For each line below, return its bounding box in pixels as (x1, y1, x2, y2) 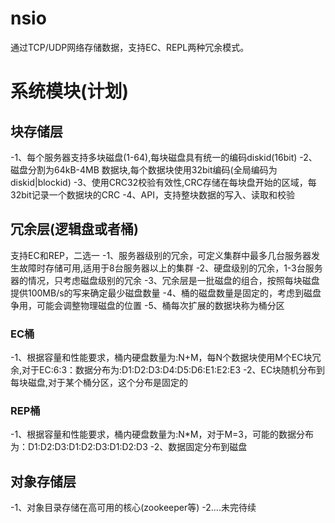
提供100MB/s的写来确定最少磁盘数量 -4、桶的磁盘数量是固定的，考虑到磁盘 (10, 287, 322, 299)
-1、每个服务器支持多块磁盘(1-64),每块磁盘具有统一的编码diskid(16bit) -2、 (10, 151, 318, 163)
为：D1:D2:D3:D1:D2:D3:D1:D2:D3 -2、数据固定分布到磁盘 (10, 441, 248, 453)
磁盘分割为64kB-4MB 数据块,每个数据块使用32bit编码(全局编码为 (10, 163, 278, 176)
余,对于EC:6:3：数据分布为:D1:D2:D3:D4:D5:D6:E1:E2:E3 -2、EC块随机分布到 (10, 364, 326, 376)
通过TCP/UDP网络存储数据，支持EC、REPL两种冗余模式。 (10, 41, 250, 53)
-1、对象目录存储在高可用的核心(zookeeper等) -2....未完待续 (10, 502, 257, 514)
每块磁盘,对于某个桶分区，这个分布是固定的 (10, 377, 189, 389)
